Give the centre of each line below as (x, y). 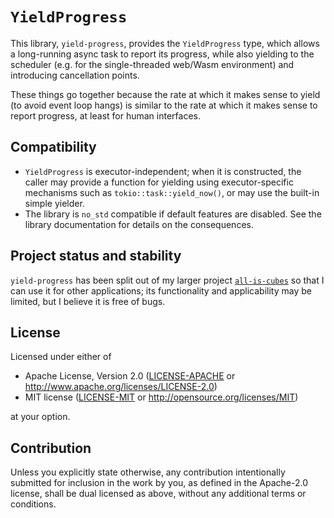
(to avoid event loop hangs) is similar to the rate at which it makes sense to (164, 105)
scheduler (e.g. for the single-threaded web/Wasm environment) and (152, 64)
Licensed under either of (61, 357)
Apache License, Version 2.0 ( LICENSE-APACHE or (130, 376)
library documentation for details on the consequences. (139, 224)
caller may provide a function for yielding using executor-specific (159, 182)
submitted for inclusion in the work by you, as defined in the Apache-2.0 (159, 483)
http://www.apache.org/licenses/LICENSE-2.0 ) (121, 387)
